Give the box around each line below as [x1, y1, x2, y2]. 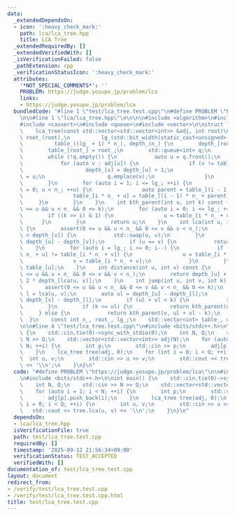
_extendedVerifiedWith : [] [13, 50, 92, 57]
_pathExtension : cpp [13, 62, 73, 69]
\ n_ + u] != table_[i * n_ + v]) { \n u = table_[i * [20, 251, 227, 258]
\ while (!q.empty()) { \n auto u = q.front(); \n [20, 153, 220, 161]
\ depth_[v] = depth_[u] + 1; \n [20, 166, 173, 174]
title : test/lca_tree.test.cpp [7, 498, 99, 505]
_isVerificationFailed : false [13, 56, 101, 63]
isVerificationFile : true [13, 426, 90, 434]
